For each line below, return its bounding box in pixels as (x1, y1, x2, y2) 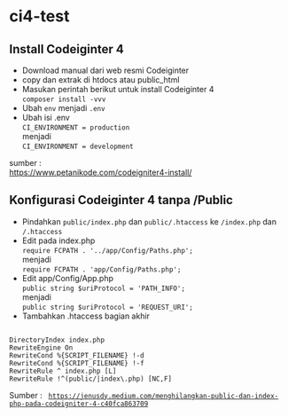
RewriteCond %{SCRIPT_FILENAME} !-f (9, 358, 144, 367)
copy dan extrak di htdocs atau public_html (21, 75, 180, 85)
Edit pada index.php (21, 235, 96, 246)
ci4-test (9, 6, 70, 27)
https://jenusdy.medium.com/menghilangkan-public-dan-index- (48, 391, 279, 400)
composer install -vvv (21, 95, 106, 104)
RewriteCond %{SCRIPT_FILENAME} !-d (9, 350, 144, 360)
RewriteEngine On (9, 343, 74, 352)
